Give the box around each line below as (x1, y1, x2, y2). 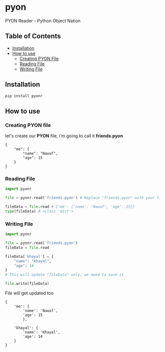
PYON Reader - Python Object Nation (5, 18, 81, 24)
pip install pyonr (5, 93, 43, 98)
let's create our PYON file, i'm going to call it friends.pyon (5, 133, 123, 139)
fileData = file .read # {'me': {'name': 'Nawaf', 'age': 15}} (5, 204, 135, 209)
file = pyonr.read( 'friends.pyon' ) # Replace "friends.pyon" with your (5, 195, 155, 200)
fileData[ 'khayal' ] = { (5, 254, 54, 259)
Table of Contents (5, 32, 61, 40)
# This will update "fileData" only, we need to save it (5, 272, 124, 277)
